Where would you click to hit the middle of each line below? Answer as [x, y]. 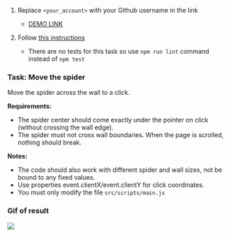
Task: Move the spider [46, 77]
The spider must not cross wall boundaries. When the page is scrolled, [121, 135]
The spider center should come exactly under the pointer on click [113, 120]
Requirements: [29, 106]
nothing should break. [50, 143]
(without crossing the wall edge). [65, 127]
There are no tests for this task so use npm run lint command [119, 51]
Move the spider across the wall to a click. [69, 93]
